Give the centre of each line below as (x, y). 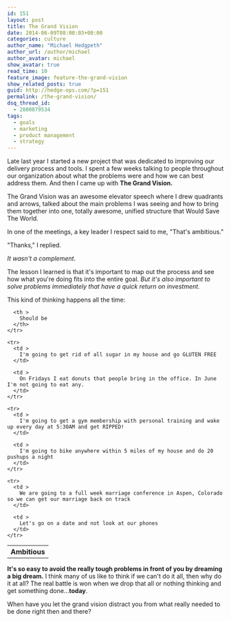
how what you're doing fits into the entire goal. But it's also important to (109, 279)
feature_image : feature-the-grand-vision (67, 77)
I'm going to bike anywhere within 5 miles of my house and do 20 (117, 451)
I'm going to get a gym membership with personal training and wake (120, 421)
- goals (24, 122)
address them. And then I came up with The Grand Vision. (90, 183)
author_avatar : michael (41, 59)
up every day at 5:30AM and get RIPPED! (66, 427)
